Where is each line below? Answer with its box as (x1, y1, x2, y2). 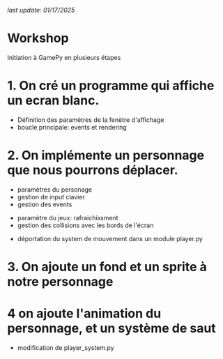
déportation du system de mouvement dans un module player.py (17, 234, 203, 243)
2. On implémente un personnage (7, 148, 204, 163)
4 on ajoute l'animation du (7, 306, 162, 321)
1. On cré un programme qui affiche (7, 78, 215, 93)
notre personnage (7, 274, 114, 289)
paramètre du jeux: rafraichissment (17, 213, 118, 222)
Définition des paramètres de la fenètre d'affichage (17, 115, 164, 124)
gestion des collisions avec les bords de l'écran (17, 221, 154, 229)
